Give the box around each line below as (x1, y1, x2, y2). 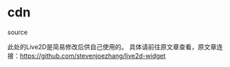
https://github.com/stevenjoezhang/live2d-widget (20, 51, 166, 60)
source (7, 28, 28, 36)
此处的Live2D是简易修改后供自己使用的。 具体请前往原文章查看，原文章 (7, 42, 217, 51)
